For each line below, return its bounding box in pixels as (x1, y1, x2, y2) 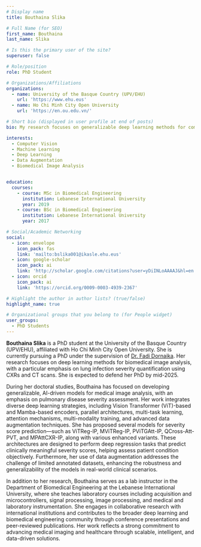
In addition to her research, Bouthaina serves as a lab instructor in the (6, 477, 178, 485)
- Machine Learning (11, 146, 60, 152)
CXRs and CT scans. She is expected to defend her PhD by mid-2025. (6, 371, 179, 378)
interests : (6, 135, 33, 141)
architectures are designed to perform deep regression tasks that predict (6, 440, 187, 447)
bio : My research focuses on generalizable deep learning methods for (6, 124, 186, 130)
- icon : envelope (11, 240, 55, 246)
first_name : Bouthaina (6, 31, 63, 37)
